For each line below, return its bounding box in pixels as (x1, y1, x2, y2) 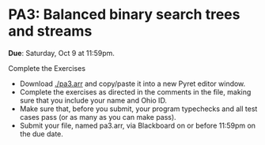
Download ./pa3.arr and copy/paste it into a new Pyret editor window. (19, 79, 246, 88)
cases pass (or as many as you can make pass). (19, 112, 176, 121)
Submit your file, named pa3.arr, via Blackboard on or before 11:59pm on (19, 121, 256, 130)
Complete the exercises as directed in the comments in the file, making (19, 87, 252, 96)
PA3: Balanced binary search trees (8, 6, 240, 24)
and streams (8, 22, 93, 40)
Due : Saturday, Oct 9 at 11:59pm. (8, 48, 115, 58)
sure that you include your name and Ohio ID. (19, 95, 168, 105)
